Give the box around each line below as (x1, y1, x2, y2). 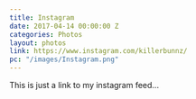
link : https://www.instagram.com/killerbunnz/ (9, 47, 188, 56)
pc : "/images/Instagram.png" (9, 55, 119, 64)
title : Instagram (9, 13, 75, 22)
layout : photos (9, 38, 67, 48)
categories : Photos (9, 30, 83, 39)
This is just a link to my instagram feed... (9, 80, 160, 90)
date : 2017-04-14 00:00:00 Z (9, 22, 119, 31)
